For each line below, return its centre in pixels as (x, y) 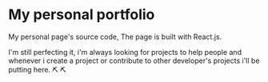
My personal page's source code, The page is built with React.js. (115, 37)
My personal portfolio (82, 15)
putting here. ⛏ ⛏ (37, 69)
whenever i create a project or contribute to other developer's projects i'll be (134, 61)
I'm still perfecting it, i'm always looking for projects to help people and (125, 52)
